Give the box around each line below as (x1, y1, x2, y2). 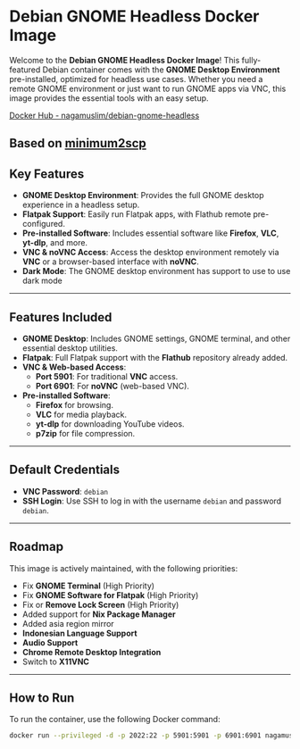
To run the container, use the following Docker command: (9, 714, 221, 725)
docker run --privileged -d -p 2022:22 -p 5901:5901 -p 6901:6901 (9, 731, 262, 740)
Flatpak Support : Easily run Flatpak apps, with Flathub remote (21, 209, 252, 220)
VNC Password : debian (21, 486, 109, 496)
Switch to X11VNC (21, 656, 89, 667)
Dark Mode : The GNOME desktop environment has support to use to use (21, 266, 291, 277)
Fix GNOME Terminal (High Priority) (21, 580, 154, 591)
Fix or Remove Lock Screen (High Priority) (21, 599, 179, 610)
